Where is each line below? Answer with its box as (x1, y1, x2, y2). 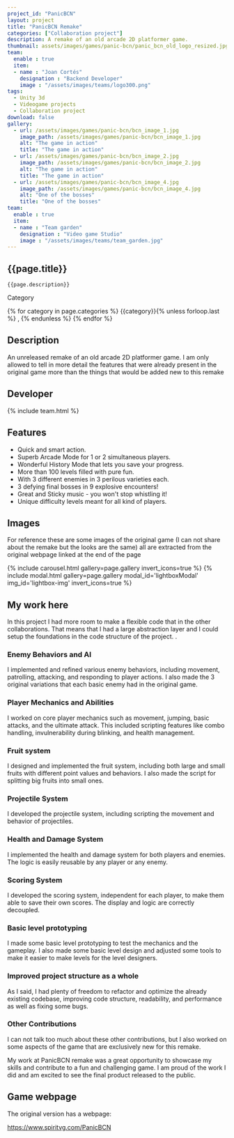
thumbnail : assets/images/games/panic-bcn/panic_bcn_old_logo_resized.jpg (7, 43, 229, 49)
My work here (7, 599, 69, 610)
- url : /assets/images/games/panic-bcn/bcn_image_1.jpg (13, 127, 179, 134)
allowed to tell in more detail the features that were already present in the (7, 360, 217, 369)
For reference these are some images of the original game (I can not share (7, 536, 221, 544)
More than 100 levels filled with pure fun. (17, 468, 134, 476)
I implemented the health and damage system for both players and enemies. (7, 850, 226, 859)
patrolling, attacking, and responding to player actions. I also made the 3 (7, 673, 214, 682)
